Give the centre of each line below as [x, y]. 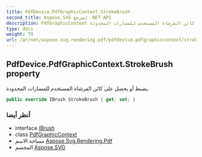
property [23, 74]
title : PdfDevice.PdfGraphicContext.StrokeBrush [68, 12]
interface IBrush [35, 128]
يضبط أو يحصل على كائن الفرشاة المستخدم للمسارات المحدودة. [78, 88]
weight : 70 [20, 34]
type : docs [20, 29]
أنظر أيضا [18, 115]
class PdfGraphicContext [46, 134]
